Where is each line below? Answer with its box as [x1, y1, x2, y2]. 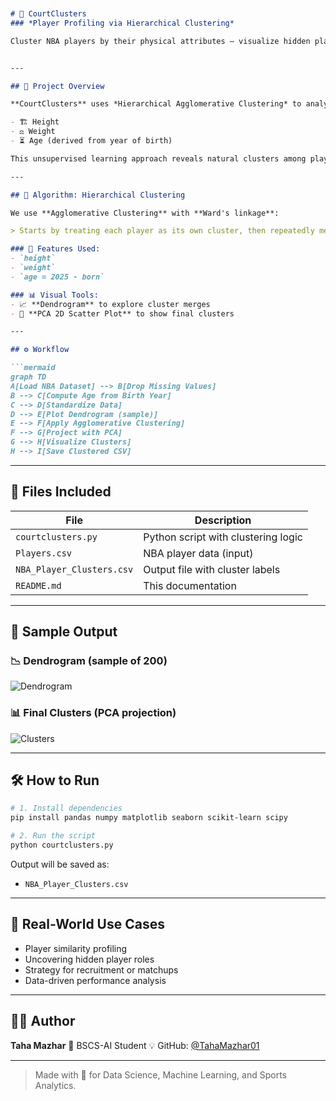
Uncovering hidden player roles [24, 953, 155, 965]
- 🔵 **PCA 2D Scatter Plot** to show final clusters [10, 308, 235, 319]
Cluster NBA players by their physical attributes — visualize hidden [10, 36, 311, 46]
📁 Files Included [10, 483, 112, 501]
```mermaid [10, 363, 56, 373]
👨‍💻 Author [10, 1013, 76, 1030]
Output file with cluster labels [143, 562, 281, 576]
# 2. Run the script [10, 831, 97, 841]
